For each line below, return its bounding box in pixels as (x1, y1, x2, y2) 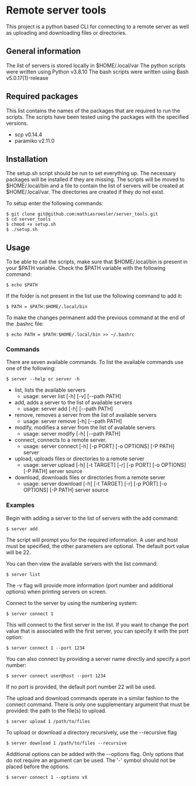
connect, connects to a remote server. (14, 436, 107, 444)
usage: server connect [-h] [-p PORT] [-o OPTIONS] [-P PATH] (23, 443, 175, 450)
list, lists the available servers (14, 386, 86, 394)
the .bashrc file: (6, 320, 44, 327)
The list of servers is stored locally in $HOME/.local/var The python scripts (6, 62, 186, 69)
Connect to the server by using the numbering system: (6, 599, 138, 606)
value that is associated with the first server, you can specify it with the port (6, 627, 189, 634)
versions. (6, 119, 28, 126)
